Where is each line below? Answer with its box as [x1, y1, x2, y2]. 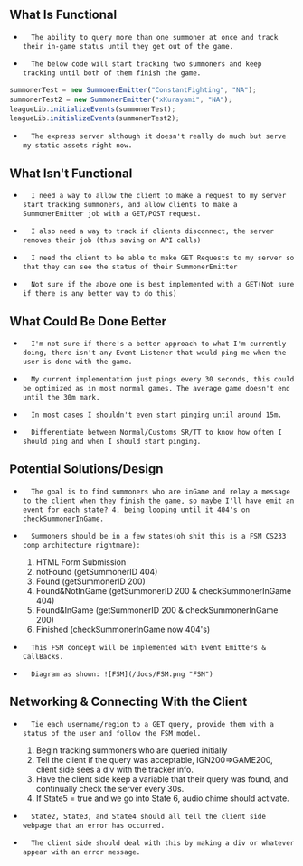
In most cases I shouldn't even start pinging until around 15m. [31, 410, 282, 419]
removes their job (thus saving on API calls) [22, 236, 202, 245]
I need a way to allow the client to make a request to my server [31, 192, 287, 201]
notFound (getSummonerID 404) [35, 566, 158, 577]
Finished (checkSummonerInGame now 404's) [35, 624, 211, 635]
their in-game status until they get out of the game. [22, 42, 234, 51]
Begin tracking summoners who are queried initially [35, 745, 228, 756]
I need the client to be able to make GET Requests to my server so [31, 253, 295, 263]
